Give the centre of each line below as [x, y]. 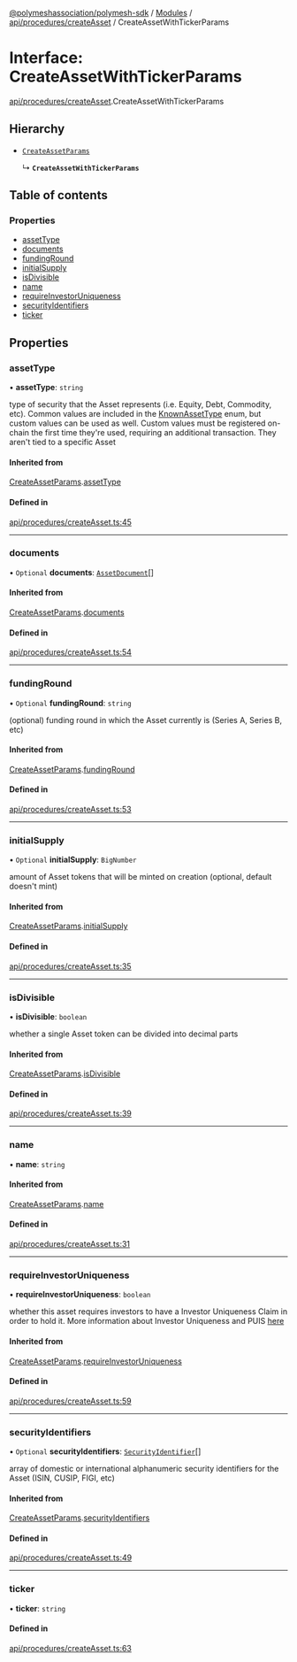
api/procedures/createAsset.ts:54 [71, 652]
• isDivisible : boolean [48, 1016]
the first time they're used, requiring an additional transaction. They [153, 433]
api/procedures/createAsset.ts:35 [70, 966]
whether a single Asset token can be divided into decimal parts [124, 1034]
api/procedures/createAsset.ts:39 [71, 1113]
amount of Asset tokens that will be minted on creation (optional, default [141, 877]
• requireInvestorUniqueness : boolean [80, 1295]
